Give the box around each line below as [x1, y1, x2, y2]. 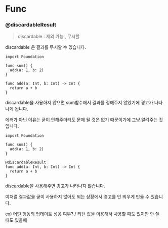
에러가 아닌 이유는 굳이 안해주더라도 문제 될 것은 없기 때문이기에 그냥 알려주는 [5, 117, 158, 123]
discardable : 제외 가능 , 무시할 [17, 34, 80, 40]
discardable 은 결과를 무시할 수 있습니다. [5, 44, 87, 50]
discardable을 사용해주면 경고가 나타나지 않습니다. [5, 183, 105, 189]
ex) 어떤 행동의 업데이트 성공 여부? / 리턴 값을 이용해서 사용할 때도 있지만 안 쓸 [5, 211, 160, 217]
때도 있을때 [5, 217, 27, 223]
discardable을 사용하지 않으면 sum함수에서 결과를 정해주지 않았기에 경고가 [5, 100, 153, 106]
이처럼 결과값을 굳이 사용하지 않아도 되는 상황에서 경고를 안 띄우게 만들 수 [5, 194, 150, 200]
